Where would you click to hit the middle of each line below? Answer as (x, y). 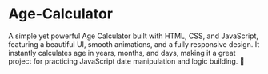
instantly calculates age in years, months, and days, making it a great (122, 53)
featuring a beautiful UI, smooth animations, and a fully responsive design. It (134, 44)
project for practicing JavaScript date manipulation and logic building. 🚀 (126, 61)
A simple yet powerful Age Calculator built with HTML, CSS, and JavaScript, (133, 36)
